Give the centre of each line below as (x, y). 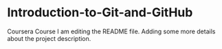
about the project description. (49, 38)
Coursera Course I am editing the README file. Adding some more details (111, 31)
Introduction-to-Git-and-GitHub (100, 13)
